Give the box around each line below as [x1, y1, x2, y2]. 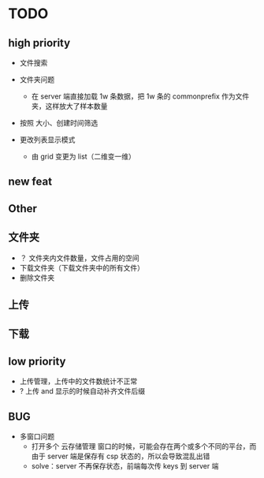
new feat [8, 175, 53, 189]
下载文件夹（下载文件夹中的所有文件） [19, 263, 144, 272]
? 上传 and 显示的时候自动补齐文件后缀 [19, 387, 146, 396]
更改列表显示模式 [19, 135, 76, 144]
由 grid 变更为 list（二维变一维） [31, 151, 136, 161]
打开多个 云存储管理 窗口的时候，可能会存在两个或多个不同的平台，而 [31, 442, 257, 450]
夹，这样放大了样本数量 [31, 102, 108, 110]
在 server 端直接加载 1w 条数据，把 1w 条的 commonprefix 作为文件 [31, 91, 250, 101]
